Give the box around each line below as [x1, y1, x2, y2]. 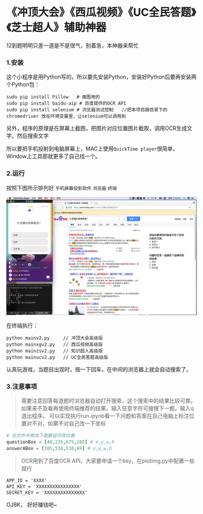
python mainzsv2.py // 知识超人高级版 [6, 348, 103, 354]
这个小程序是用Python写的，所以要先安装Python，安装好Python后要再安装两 [6, 73, 197, 80]
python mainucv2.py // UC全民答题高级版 [6, 354, 109, 360]
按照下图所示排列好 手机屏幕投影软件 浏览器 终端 [6, 184, 117, 191]
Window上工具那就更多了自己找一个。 [6, 152, 101, 160]
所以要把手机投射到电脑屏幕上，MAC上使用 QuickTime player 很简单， [6, 145, 178, 152]
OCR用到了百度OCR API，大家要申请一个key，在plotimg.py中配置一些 [21, 457, 195, 464]
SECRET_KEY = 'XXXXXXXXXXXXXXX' [6, 489, 88, 496]
